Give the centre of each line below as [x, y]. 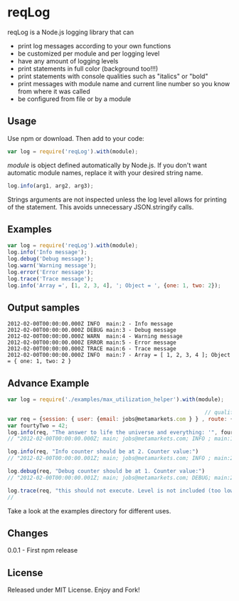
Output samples [44, 307]
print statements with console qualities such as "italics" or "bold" [113, 76]
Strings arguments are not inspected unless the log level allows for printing [117, 199]
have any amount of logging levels [68, 61]
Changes [28, 533]
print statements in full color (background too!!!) [88, 68]
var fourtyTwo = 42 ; [38, 425]
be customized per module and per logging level [89, 53]
